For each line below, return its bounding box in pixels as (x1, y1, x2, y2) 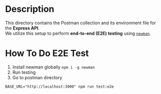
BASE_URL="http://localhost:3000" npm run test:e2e (5, 84, 114, 89)
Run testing (12, 69, 36, 75)
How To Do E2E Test (5, 48, 89, 59)
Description (5, 3, 54, 15)
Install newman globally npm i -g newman (12, 64, 95, 70)
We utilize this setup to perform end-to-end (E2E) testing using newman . (5, 30, 151, 36)
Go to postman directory (12, 74, 62, 80)
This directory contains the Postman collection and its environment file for (5, 20, 156, 26)
